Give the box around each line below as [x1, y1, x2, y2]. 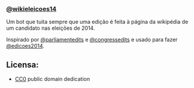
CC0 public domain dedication [14, 76, 90, 83]
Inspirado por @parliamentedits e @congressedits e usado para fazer [6, 36, 178, 43]
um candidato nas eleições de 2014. [6, 24, 95, 32]
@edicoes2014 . [6, 42, 45, 49]
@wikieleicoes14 [6, 5, 57, 13]
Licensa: [6, 59, 39, 70]
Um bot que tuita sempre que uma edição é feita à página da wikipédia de [6, 18, 189, 26]
